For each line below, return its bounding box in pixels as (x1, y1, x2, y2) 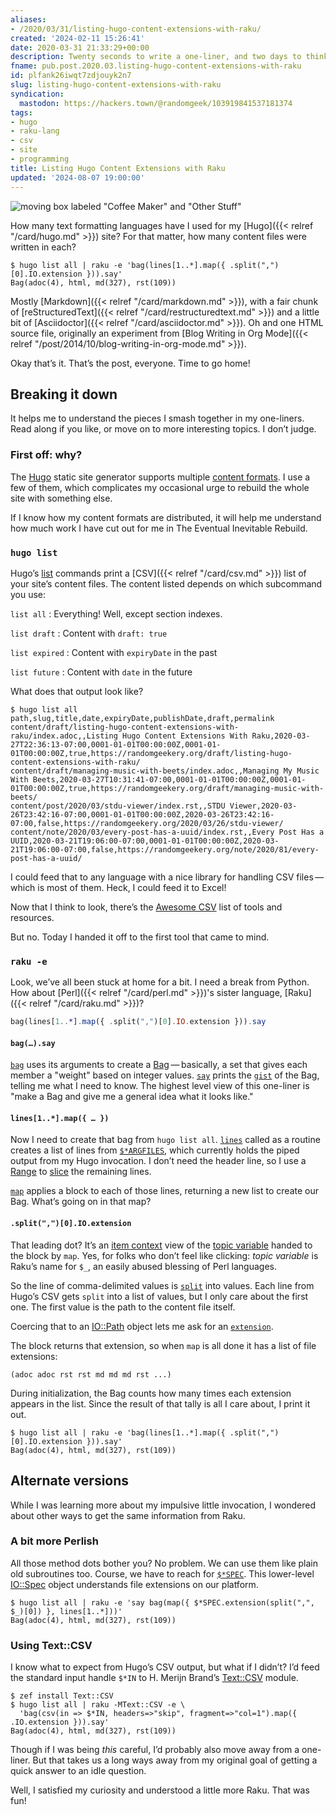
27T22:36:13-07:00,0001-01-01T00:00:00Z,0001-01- (10, 739, 222, 750)
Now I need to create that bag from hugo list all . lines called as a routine (10, 1134, 321, 1146)
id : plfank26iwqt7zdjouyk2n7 (10, 71, 132, 81)
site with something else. (10, 492, 113, 504)
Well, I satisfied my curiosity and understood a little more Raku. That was (10, 1784, 310, 1796)
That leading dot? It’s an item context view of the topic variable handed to (10, 1239, 313, 1251)
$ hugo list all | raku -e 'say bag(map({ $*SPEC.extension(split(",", (10, 1597, 315, 1608)
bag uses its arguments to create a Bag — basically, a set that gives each (10, 1059, 308, 1071)
